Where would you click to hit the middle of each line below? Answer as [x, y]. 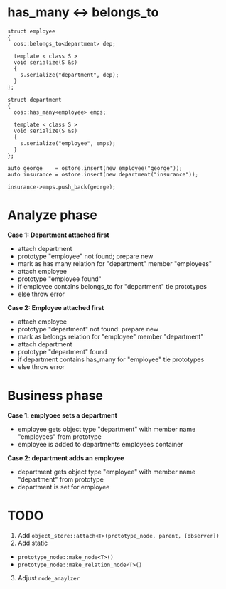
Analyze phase [52, 215]
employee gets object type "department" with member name [107, 429]
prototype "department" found [62, 351]
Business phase [55, 396]
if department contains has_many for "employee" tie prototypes [111, 359]
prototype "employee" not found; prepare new [85, 256]
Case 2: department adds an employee [66, 458]
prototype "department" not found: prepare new [88, 329]
